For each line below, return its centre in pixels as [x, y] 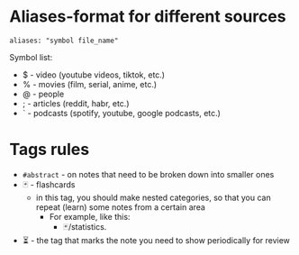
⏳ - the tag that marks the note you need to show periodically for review [156, 240]
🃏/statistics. [85, 226]
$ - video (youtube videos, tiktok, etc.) [93, 75]
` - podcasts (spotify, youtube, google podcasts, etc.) [121, 113]
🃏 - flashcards [49, 184]
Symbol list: [31, 57]
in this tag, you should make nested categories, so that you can [154, 197]
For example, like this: [90, 216]
